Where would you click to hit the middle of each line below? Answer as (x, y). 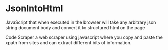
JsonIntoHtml (34, 9)
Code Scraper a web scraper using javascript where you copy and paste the (84, 37)
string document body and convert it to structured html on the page (75, 27)
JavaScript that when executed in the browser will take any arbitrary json (81, 22)
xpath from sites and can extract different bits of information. (68, 42)
